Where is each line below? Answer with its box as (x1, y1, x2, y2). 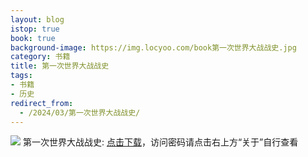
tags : (10, 71, 33, 81)
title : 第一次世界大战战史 (10, 61, 110, 71)
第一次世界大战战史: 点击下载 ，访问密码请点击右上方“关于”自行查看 (22, 136, 299, 148)
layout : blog (10, 14, 65, 25)
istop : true (10, 24, 60, 34)
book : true (10, 33, 56, 43)
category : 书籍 (10, 52, 71, 62)
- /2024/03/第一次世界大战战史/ (19, 107, 141, 118)
